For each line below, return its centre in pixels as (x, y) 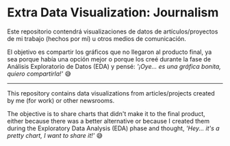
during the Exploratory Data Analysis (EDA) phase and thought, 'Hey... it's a (114, 128)
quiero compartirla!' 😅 (39, 74)
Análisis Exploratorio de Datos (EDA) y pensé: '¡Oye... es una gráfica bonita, (114, 66)
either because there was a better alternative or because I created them (108, 121)
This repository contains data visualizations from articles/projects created (111, 93)
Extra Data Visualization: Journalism (113, 13)
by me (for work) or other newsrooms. (61, 100)
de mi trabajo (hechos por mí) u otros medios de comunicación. (97, 38)
